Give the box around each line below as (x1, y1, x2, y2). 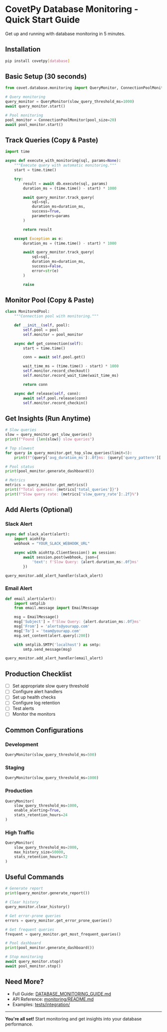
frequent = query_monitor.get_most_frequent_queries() (5, 932, 121, 937)
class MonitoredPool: (5, 309, 50, 314)
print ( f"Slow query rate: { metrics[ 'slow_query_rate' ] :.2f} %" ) (5, 491, 139, 497)
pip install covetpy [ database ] (5, 58, 70, 63)
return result (23, 227, 52, 232)
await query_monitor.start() (5, 104, 66, 109)
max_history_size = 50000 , (14, 850, 66, 855)
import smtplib (14, 601, 46, 606)
